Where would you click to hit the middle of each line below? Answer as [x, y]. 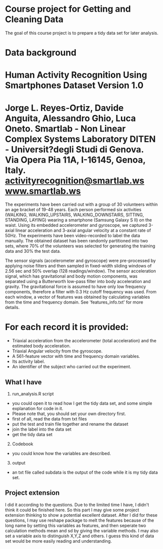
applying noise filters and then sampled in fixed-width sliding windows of [78, 266]
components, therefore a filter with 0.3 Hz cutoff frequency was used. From [81, 292]
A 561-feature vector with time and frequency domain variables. [76, 356]
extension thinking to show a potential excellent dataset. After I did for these [81, 515]
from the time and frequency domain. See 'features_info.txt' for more [74, 302]
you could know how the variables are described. [61, 453]
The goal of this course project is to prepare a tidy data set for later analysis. [82, 33]
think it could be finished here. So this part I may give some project [72, 510]
